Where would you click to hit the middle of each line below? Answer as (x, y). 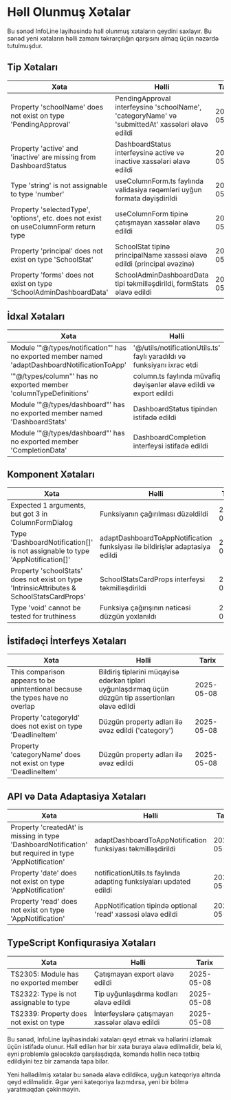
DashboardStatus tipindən (175, 408)
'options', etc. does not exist (56, 218)
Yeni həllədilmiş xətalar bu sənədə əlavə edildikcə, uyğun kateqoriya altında (114, 1075)
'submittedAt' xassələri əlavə (162, 124)
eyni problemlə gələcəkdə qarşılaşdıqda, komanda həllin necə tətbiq (103, 1054)
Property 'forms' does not (52, 275)
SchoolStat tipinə (143, 247)
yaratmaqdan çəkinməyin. (44, 1089)
